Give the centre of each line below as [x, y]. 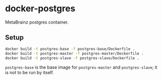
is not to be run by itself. [29, 73]
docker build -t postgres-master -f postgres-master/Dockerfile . [74, 53]
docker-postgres [40, 9]
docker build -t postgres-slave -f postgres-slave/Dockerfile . [72, 58]
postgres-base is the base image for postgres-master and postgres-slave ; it [81, 67]
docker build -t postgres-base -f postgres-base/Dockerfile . [70, 49]
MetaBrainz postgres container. [37, 22]
